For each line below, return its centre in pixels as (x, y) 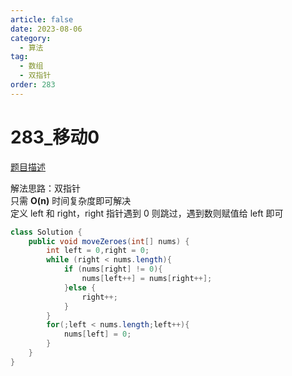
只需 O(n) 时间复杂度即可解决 (71, 200)
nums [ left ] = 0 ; (97, 334)
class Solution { (46, 232)
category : (31, 38)
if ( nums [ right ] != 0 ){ (113, 269)
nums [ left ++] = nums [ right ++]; (147, 279)
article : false (42, 19)
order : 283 (33, 85)
